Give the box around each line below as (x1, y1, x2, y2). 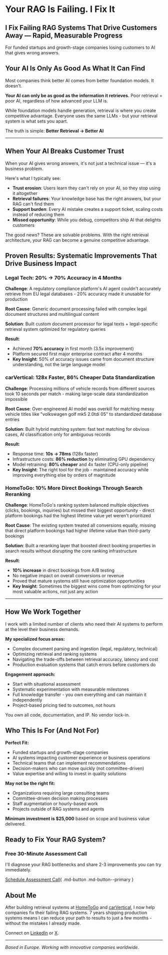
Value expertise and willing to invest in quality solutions (12, 771, 126, 777)
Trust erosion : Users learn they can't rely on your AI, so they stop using (12, 185, 161, 191)
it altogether (12, 190, 38, 196)
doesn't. (5, 82, 22, 88)
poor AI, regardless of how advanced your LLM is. (5, 97, 108, 103)
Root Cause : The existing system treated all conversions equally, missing (5, 522, 156, 528)
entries (5, 416, 20, 422)
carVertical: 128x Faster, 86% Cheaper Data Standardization (5, 374, 155, 381)
